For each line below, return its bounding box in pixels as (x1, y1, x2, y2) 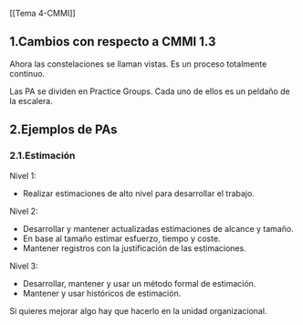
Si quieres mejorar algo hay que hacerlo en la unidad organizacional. (9, 305, 267, 316)
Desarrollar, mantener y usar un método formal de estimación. (22, 278, 256, 288)
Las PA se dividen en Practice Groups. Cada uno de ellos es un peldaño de (9, 86, 290, 97)
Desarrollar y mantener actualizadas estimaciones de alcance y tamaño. (22, 223, 294, 234)
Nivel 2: (9, 205, 38, 216)
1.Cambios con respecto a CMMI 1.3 (9, 34, 216, 49)
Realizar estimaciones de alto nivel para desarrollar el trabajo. (22, 187, 256, 199)
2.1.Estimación (9, 150, 76, 162)
